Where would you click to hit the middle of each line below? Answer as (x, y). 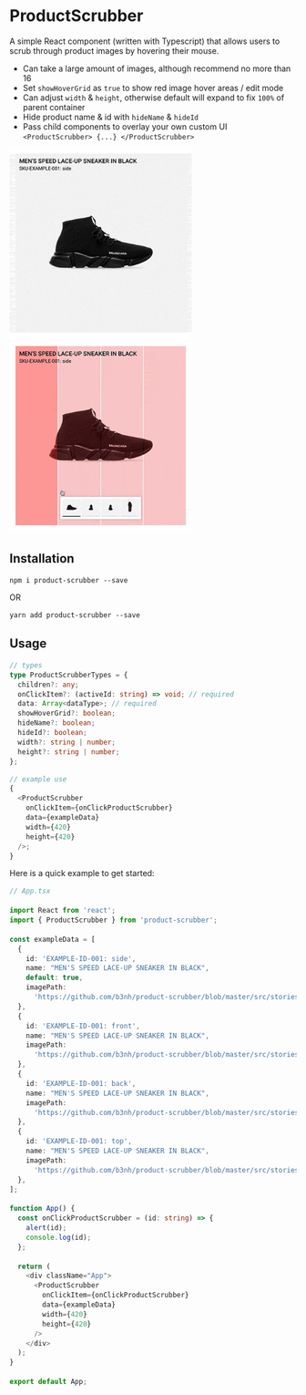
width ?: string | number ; (67, 742)
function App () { (42, 1209)
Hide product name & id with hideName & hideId (110, 117)
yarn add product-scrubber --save (75, 615)
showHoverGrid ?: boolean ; (67, 713)
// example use (38, 779)
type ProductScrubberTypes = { (69, 675)
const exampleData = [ (52, 939)
